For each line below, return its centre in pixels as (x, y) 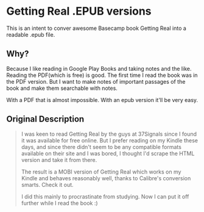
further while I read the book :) (60, 203)
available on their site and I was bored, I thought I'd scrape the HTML (108, 153)
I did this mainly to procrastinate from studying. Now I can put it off (105, 196)
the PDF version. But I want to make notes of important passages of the (96, 81)
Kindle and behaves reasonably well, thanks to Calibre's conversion (106, 178)
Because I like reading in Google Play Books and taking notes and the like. (99, 68)
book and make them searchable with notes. (62, 88)
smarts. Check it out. (47, 185)
